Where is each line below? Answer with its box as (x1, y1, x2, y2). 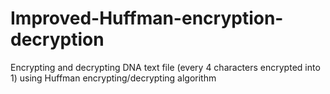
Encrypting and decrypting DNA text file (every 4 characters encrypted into (10, 61, 321, 73)
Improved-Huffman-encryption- (10, 7, 284, 30)
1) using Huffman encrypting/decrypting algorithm (10, 72, 217, 84)
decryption (10, 28, 105, 51)
